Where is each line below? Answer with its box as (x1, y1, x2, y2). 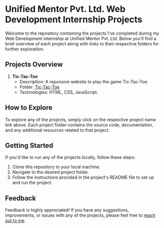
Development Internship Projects (5, 14, 142, 25)
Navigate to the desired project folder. (12, 169, 89, 175)
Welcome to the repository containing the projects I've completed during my (5, 30, 160, 36)
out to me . (5, 218, 26, 224)
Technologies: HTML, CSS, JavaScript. (19, 89, 98, 95)
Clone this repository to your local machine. (12, 164, 101, 170)
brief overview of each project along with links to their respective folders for (5, 40, 159, 46)
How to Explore (5, 104, 53, 112)
